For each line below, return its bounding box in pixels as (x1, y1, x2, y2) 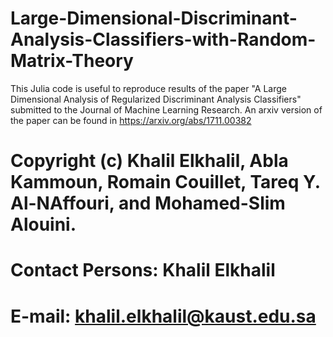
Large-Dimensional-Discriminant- (10, 7, 298, 30)
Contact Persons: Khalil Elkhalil (10, 259, 276, 282)
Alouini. (10, 213, 77, 236)
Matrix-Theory (10, 50, 134, 72)
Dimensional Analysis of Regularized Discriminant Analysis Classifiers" (10, 93, 302, 105)
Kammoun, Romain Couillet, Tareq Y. (10, 171, 321, 194)
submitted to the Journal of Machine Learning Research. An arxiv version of (10, 103, 323, 116)
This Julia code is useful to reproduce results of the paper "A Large (10, 82, 288, 94)
